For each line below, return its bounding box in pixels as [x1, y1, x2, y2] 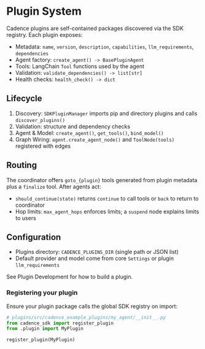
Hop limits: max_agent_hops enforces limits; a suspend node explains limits [15, 207, 199, 215]
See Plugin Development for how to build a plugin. [6, 273, 133, 280]
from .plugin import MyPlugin [6, 326, 84, 332]
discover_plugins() [15, 117, 66, 123]
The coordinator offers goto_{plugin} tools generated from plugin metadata [6, 176, 198, 183]
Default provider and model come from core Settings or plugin [15, 255, 174, 262]
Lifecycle [6, 93, 42, 104]
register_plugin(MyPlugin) [6, 337, 75, 343]
